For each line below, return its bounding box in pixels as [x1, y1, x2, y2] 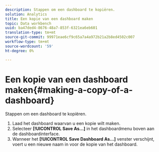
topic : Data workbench [5, 21, 52, 26]
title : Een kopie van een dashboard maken [5, 16, 93, 21]
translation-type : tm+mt [5, 30, 56, 35]
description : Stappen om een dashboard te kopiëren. [5, 7, 115, 12]
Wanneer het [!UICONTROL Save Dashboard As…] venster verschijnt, [12, 136, 155, 142]
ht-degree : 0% [5, 48, 34, 53]
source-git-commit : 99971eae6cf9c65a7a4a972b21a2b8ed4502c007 [5, 35, 135, 40]
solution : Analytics [5, 12, 48, 17]
